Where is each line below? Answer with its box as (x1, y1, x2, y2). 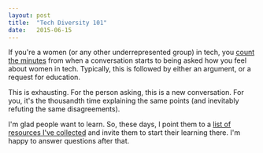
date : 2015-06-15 (8, 26, 72, 34)
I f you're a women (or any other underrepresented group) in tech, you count (8, 48, 255, 57)
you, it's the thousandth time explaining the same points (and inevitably (8, 96, 239, 106)
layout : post (8, 11, 51, 20)
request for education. (8, 72, 81, 82)
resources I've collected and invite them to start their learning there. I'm (8, 128, 241, 137)
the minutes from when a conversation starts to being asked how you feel (8, 56, 246, 65)
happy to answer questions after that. (8, 137, 130, 146)
